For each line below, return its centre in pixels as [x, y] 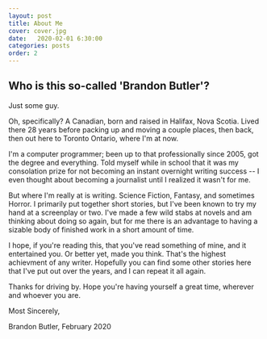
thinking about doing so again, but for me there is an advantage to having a [133, 221]
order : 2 [23, 53]
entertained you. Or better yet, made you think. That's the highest [117, 253]
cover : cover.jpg [38, 31]
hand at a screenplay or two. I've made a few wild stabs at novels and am [130, 212]
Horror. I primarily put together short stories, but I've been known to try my [132, 203]
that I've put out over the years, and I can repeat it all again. [107, 270]
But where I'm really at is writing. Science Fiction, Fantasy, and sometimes [132, 195]
